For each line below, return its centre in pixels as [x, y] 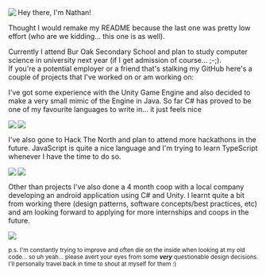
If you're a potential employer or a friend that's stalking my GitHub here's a [130, 68]
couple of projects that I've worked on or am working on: [101, 77]
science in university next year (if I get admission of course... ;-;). [115, 60]
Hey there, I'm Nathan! [54, 12]
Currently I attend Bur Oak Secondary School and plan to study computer [128, 52]
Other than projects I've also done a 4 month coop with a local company [126, 187]
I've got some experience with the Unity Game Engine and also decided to [129, 92]
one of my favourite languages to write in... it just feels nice [105, 109]
